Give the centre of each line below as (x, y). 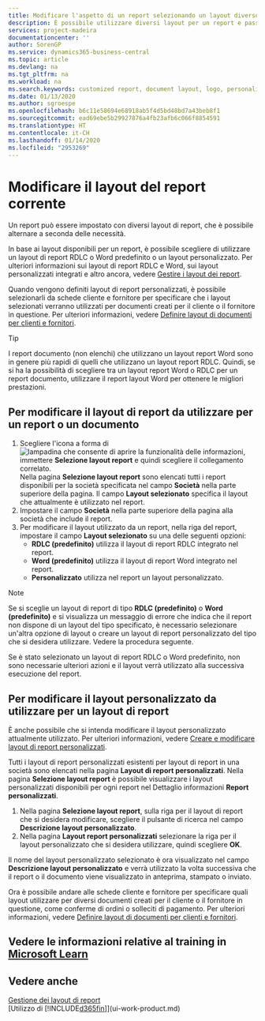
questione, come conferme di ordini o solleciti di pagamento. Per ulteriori (127, 908)
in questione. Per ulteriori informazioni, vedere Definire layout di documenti (130, 315)
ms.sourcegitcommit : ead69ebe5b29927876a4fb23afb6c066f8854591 (114, 118)
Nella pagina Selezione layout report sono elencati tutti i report (123, 477)
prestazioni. (27, 387)
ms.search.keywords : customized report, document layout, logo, (116, 89)
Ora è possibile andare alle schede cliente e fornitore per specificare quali (128, 891)
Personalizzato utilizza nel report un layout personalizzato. (127, 578)
